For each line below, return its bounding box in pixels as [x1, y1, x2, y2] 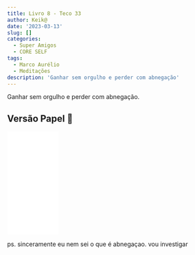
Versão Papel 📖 [7, 113, 73, 124]
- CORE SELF [13, 49, 48, 56]
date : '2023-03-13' [7, 23, 63, 30]
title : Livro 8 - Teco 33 [7, 10, 81, 17]
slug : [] [7, 29, 32, 36]
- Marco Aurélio [13, 61, 60, 68]
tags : [7, 55, 23, 62]
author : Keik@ [7, 16, 48, 23]
